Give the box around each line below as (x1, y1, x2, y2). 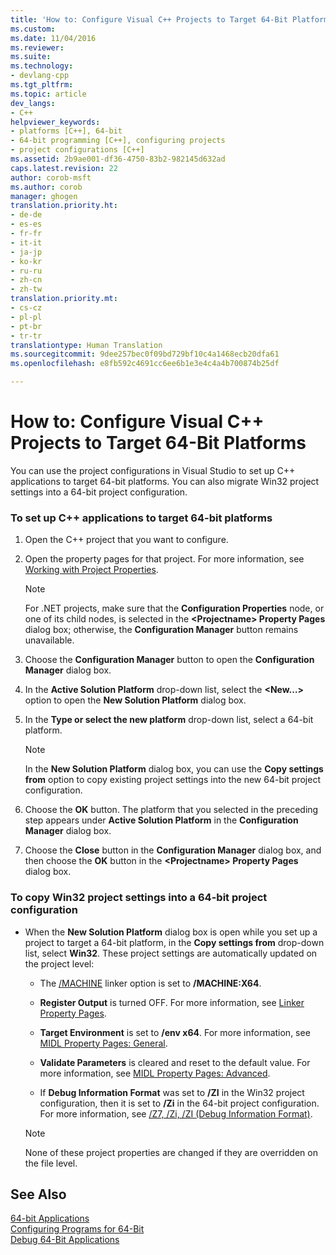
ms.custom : (10, 24, 56, 34)
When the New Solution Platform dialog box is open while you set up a (24, 926, 318, 938)
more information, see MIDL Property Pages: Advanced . (39, 1067, 271, 1079)
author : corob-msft (10, 172, 92, 183)
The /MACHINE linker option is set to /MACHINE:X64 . (39, 977, 262, 989)
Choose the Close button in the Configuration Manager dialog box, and (24, 844, 322, 856)
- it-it (10, 237, 43, 248)
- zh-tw (10, 284, 43, 295)
